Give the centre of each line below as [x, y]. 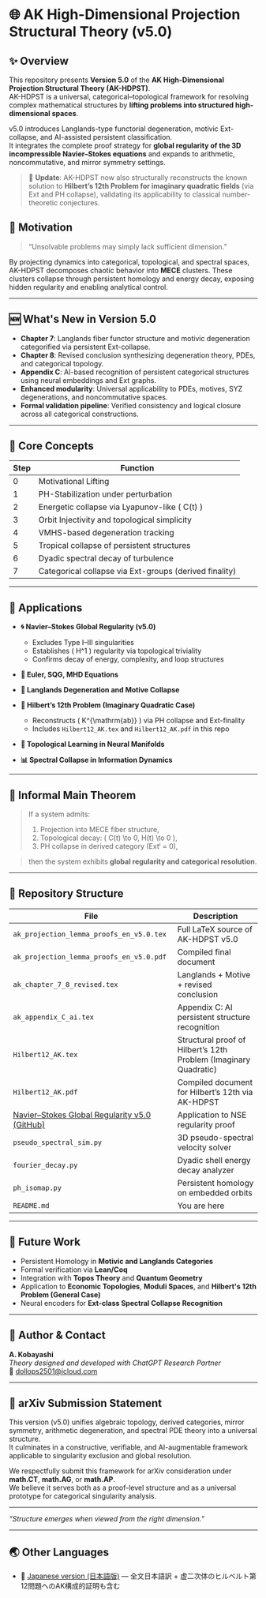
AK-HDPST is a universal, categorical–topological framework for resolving [129, 97]
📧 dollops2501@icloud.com [53, 1371]
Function [137, 468]
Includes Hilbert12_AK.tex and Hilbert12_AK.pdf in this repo [131, 729]
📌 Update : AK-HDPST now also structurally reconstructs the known [138, 178]
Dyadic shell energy [214, 1160]
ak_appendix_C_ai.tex [53, 1017]
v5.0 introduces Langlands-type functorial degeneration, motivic [114, 129]
